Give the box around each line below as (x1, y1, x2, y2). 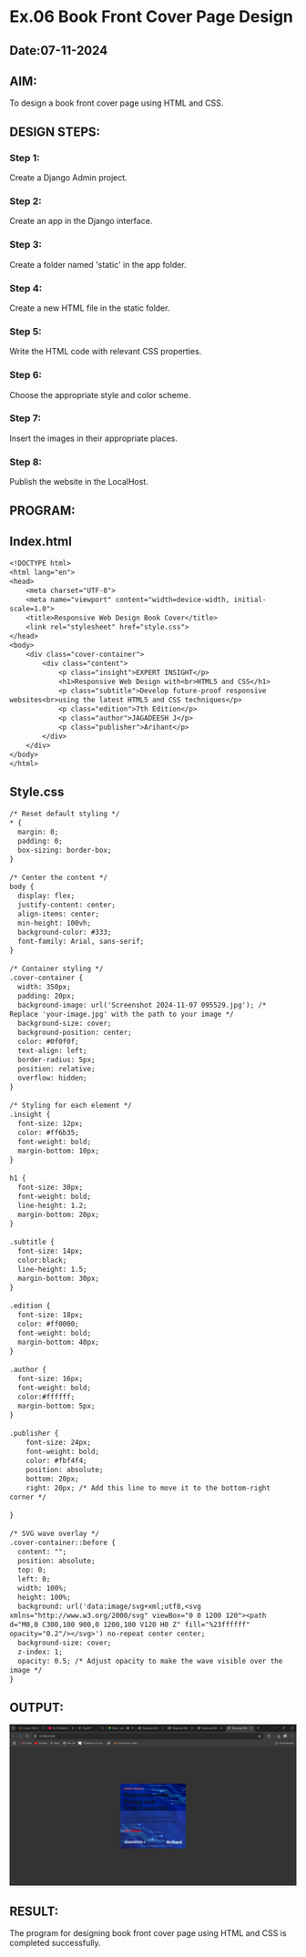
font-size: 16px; (17, 1374, 84, 1384)
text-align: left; (17, 1046, 88, 1056)
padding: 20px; (17, 991, 76, 1001)
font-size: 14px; (17, 1246, 84, 1256)
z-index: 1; (17, 1647, 64, 1657)
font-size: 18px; (17, 1310, 84, 1320)
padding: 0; (17, 836, 64, 846)
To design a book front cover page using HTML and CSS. (9, 97, 224, 108)
